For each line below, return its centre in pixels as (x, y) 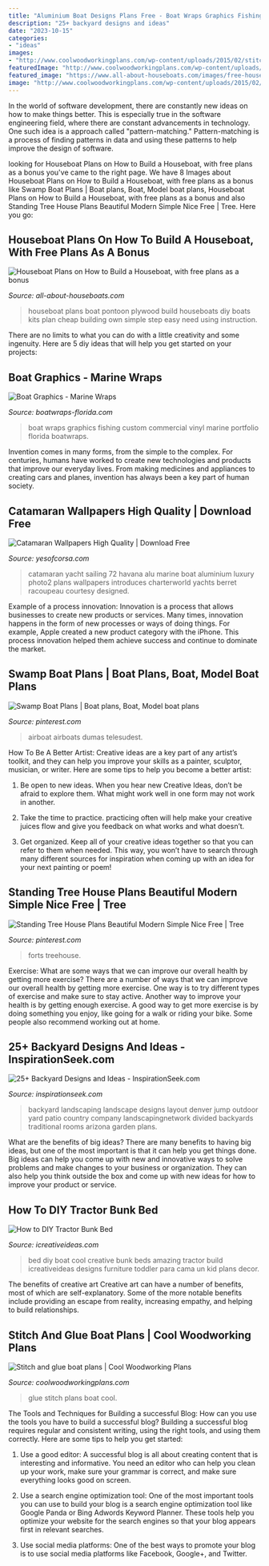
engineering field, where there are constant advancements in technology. (129, 123)
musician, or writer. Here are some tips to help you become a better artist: (130, 769)
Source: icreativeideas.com (54, 1245)
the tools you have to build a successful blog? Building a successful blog (128, 1422)
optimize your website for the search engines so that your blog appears (138, 1521)
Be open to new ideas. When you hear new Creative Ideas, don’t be (131, 785)
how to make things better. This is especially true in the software (115, 114)
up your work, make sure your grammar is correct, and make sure (128, 1471)
